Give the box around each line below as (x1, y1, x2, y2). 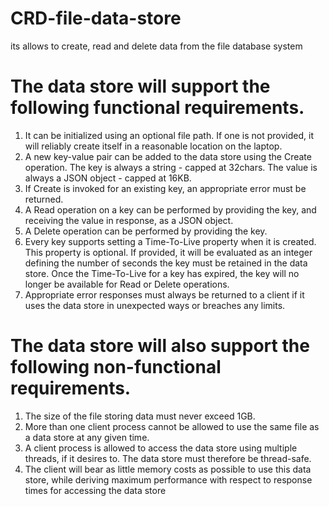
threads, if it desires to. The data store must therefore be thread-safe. (24, 452, 312, 464)
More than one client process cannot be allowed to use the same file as (24, 420, 320, 432)
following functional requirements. (10, 97, 305, 119)
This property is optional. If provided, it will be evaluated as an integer (24, 246, 313, 258)
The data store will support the (10, 75, 271, 98)
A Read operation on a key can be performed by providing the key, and (24, 203, 317, 216)
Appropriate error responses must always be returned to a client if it (24, 288, 305, 301)
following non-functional (10, 356, 222, 379)
